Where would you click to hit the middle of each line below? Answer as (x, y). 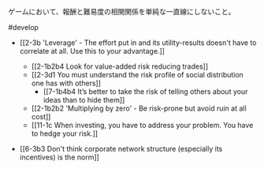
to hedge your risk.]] (65, 133)
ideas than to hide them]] (84, 100)
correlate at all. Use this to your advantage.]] (92, 51)
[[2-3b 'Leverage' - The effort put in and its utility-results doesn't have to (138, 43)
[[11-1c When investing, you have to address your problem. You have (142, 125)
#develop (24, 27)
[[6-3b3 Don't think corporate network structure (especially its (121, 149)
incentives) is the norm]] (59, 157)
